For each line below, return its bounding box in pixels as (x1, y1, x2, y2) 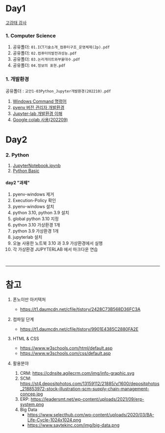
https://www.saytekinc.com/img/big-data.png (27, 422, 119, 428)
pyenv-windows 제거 (12, 191, 54, 197)
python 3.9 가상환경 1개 (12, 228, 59, 234)
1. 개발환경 (5, 76, 29, 83)
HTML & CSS (12, 336, 39, 342)
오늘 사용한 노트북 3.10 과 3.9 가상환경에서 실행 (12, 240, 103, 246)
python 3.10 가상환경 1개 (12, 222, 60, 228)
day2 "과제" (5, 180, 30, 185)
